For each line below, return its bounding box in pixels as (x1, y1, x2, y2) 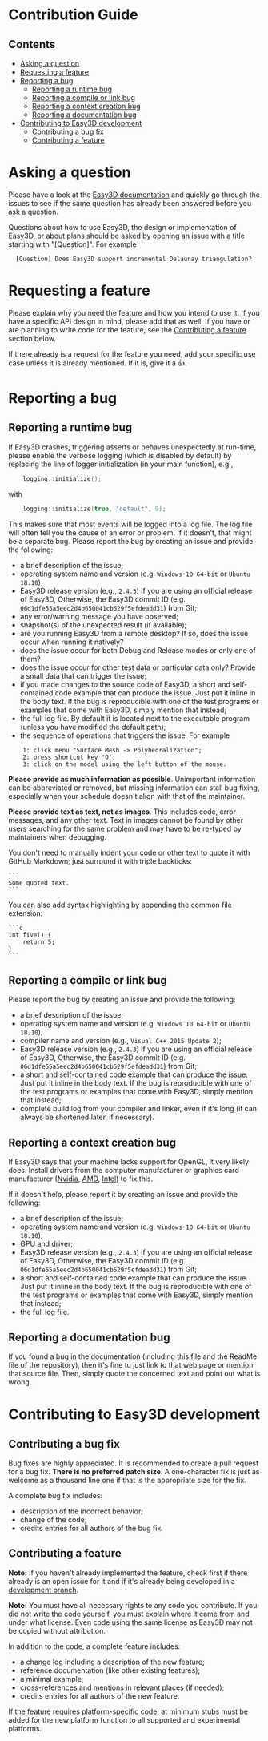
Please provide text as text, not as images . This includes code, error (8, 807, 236, 816)
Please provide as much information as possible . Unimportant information (8, 774, 256, 784)
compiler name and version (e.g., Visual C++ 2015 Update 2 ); (19, 1036, 222, 1046)
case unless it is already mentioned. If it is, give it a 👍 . (8, 358, 187, 368)
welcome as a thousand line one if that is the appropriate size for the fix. (8, 1476, 246, 1485)
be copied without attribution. (8, 1626, 106, 1635)
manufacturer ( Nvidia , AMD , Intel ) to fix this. (8, 1174, 154, 1183)
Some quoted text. (8, 879, 70, 887)
